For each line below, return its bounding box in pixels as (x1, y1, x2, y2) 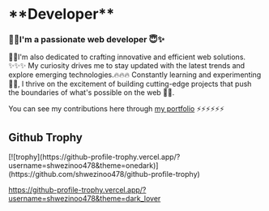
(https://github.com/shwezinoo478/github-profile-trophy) (8, 170, 200, 179)
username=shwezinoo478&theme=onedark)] (8, 161, 159, 170)
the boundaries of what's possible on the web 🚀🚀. (8, 88, 175, 97)
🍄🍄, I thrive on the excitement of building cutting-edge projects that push (8, 79, 252, 89)
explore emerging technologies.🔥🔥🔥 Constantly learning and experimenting (8, 70, 262, 80)
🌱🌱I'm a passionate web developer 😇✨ (8, 34, 164, 45)
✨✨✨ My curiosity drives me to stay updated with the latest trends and (8, 61, 246, 71)
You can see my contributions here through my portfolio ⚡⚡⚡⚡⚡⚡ (8, 104, 225, 114)
